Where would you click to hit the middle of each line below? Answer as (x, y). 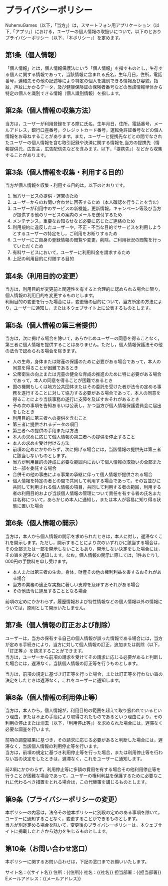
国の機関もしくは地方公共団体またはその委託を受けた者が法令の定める (85, 387)
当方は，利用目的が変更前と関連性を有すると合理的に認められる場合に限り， (84, 289)
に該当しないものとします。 (41, 456)
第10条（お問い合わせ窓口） (48, 849)
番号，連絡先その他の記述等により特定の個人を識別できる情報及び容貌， (79, 80)
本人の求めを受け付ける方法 (41, 443)
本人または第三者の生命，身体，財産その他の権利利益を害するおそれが (85, 572)
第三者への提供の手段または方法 (45, 430)
